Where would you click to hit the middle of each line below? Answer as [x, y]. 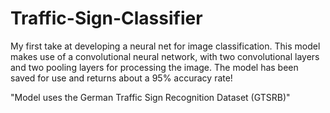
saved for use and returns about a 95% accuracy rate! [121, 78]
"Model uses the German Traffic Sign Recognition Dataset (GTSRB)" [150, 97]
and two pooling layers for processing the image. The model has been [154, 67]
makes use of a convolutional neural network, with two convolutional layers [165, 56]
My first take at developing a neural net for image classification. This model [165, 46]
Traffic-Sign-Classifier [106, 18]
